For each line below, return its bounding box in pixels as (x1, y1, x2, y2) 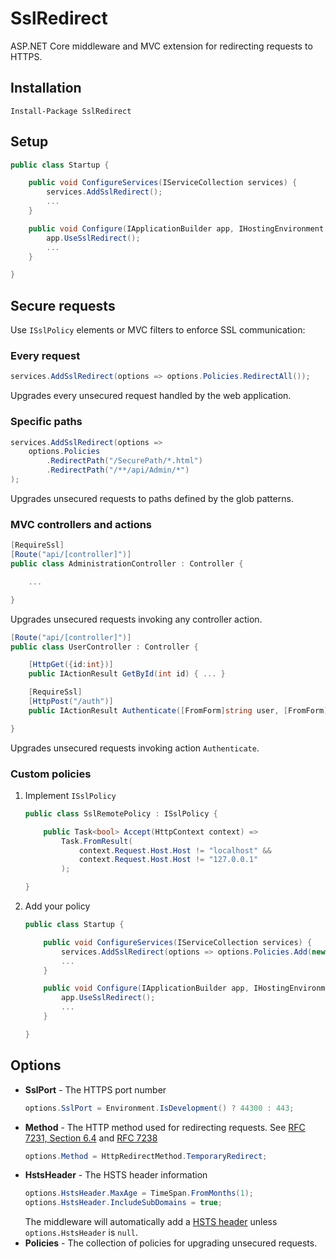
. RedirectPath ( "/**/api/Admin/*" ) (46, 465, 190, 476)
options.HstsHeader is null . (24, 1227, 138, 1239)
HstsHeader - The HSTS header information (24, 1169, 208, 1181)
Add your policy (24, 900, 91, 912)
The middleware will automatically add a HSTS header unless (24, 1216, 278, 1228)
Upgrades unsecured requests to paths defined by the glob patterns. (10, 492, 294, 504)
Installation (10, 80, 82, 97)
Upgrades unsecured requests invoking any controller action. (10, 613, 263, 625)
